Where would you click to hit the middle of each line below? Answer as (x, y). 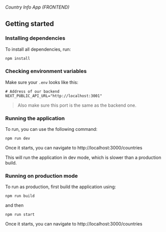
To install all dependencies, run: (38, 49)
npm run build (20, 196)
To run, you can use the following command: (51, 129)
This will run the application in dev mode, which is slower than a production (83, 157)
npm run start (20, 215)
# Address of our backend (32, 91)
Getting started (30, 24)
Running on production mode (41, 176)
